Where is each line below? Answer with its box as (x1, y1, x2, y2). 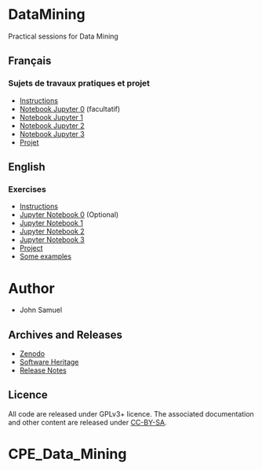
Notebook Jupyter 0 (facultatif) (19, 104, 121, 113)
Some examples (19, 252, 72, 261)
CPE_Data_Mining (8, 446, 127, 463)
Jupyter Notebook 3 (19, 235, 85, 244)
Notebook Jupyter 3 (19, 129, 85, 138)
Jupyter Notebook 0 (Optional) (19, 210, 119, 219)
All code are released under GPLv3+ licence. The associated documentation (8, 409, 255, 418)
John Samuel (19, 305, 63, 315)
